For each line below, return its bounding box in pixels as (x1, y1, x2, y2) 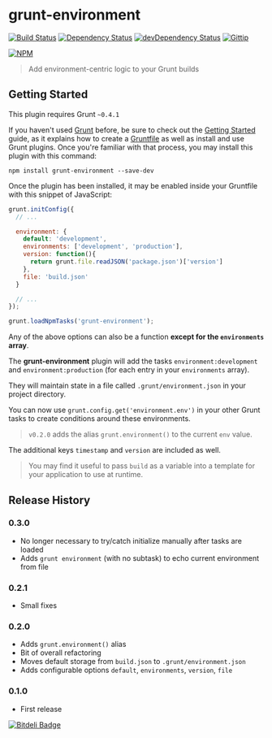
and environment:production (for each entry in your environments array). (8, 365, 250, 375)
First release (19, 704, 63, 714)
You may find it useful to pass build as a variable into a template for (28, 461, 256, 471)
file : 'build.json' (23, 272, 89, 281)
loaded (19, 545, 44, 554)
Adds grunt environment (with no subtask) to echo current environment (19, 553, 260, 562)
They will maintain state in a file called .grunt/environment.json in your (8, 380, 246, 391)
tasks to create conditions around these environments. (8, 414, 191, 423)
